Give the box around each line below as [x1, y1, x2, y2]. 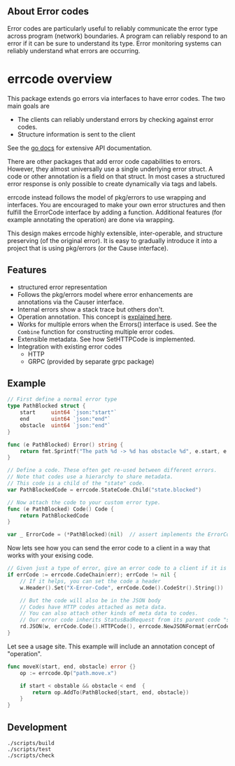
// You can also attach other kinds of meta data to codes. [20, 610, 199, 617]
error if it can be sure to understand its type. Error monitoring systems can [7, 39, 222, 48]
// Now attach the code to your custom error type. [7, 499, 161, 506]
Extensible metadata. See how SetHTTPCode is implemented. [17, 335, 196, 343]
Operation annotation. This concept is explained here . [17, 312, 173, 321]
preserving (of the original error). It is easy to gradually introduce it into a [7, 236, 218, 244]
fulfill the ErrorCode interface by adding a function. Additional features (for [7, 208, 222, 216]
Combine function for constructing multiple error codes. [17, 327, 175, 335]
